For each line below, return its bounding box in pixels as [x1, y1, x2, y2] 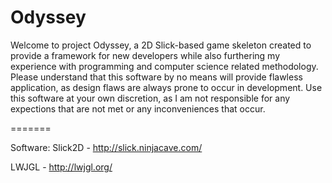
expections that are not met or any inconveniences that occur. [10, 102, 266, 115]
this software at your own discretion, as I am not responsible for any [10, 92, 291, 104]
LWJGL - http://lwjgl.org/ [10, 161, 113, 173]
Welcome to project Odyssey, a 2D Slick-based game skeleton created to [10, 39, 312, 51]
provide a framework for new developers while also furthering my [10, 49, 281, 61]
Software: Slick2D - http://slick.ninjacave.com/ [10, 141, 203, 153]
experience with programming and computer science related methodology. [10, 60, 319, 72]
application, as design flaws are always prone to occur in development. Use [10, 81, 323, 93]
